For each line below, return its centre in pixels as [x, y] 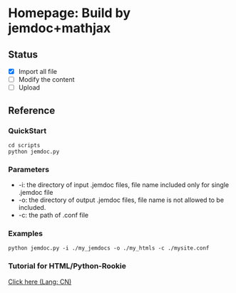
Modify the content [46, 80]
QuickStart [27, 131]
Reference [32, 111]
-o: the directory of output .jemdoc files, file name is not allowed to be [121, 200]
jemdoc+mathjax [60, 28]
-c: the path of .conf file [53, 215]
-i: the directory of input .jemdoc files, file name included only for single [124, 185]
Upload [29, 87]
